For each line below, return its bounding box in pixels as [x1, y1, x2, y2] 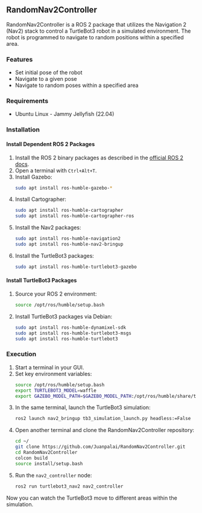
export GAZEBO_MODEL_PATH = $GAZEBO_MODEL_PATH [14, 393, 131, 399]
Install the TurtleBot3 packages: [14, 252, 95, 259]
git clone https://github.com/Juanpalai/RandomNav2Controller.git [14, 444, 186, 450]
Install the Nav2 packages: [14, 224, 81, 231]
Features [6, 55, 33, 63]
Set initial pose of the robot [14, 69, 83, 76]
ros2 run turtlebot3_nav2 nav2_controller [14, 483, 124, 489]
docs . [14, 160, 30, 168]
